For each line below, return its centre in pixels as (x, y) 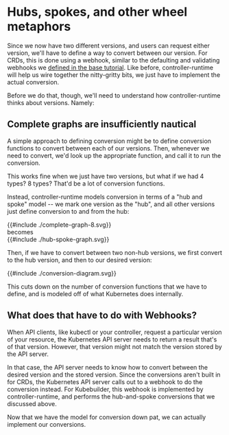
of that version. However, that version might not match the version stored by (115, 346)
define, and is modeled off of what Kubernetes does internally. (95, 293)
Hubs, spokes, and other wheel (97, 12)
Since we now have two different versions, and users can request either (109, 45)
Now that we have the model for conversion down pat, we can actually (107, 417)
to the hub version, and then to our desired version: (80, 260)
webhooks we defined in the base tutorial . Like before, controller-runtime (110, 67)
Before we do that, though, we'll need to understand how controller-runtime (114, 95)
